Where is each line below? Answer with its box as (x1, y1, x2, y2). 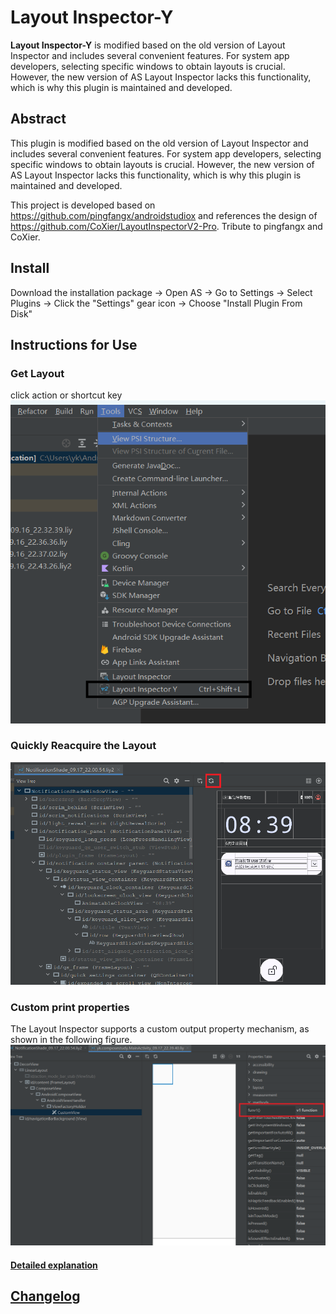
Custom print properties (10, 1000, 130, 1014)
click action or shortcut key (10, 389, 123, 401)
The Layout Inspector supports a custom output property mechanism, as (10, 1022, 310, 1035)
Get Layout (10, 366, 65, 380)
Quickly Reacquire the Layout (10, 739, 157, 753)
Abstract (10, 111, 67, 128)
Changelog (10, 1288, 81, 1305)
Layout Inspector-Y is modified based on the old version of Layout (10, 39, 286, 51)
